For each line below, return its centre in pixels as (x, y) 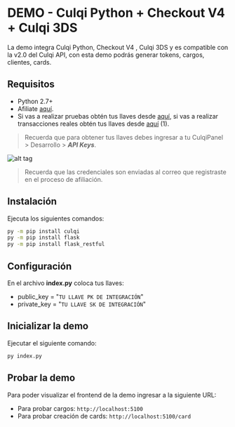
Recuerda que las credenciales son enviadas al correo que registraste (125, 172)
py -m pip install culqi (43, 231)
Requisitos (31, 85)
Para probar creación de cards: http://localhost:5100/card (104, 416)
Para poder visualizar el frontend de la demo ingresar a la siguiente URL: (112, 395)
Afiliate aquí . (35, 109)
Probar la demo (41, 378)
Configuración (40, 266)
